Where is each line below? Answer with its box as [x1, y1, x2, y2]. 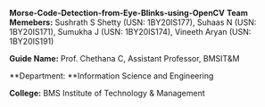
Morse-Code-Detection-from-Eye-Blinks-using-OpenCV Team [9, 8, 248, 18]
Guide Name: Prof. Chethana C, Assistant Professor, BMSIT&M [9, 53, 240, 63]
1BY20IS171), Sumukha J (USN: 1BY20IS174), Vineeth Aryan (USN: [9, 27, 252, 37]
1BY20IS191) [9, 36, 54, 46]
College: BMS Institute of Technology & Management [9, 88, 205, 98]
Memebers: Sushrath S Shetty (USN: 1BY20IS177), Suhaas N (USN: [9, 17, 257, 28]
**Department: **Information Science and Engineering [9, 70, 214, 81]
